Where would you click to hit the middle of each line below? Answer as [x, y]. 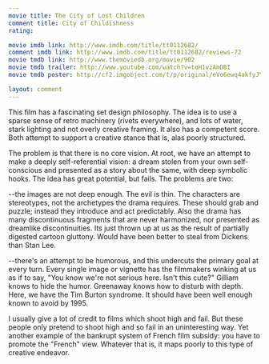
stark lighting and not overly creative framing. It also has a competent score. [134, 129]
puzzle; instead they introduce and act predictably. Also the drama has [125, 211]
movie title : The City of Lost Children [77, 16]
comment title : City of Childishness [71, 23]
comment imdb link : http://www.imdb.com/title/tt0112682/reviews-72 [125, 53]
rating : [21, 30]
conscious [25, 170]
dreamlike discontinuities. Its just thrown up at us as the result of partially [129, 228]
